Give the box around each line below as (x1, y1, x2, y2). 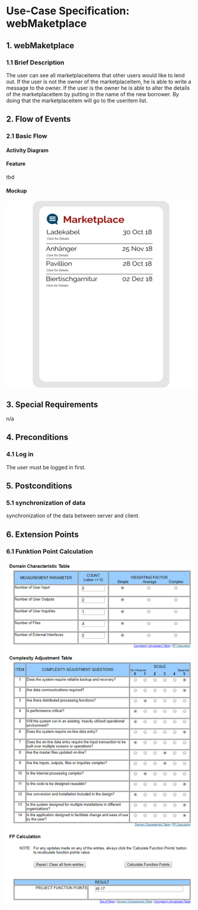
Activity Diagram (6, 147, 49, 154)
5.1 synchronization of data (6, 499, 86, 507)
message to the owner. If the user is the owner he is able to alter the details (6, 84, 190, 91)
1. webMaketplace (6, 40, 75, 50)
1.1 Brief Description (6, 58, 65, 67)
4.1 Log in (6, 450, 34, 459)
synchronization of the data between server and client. (6, 512, 140, 519)
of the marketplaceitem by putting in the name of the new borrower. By (6, 90, 180, 97)
